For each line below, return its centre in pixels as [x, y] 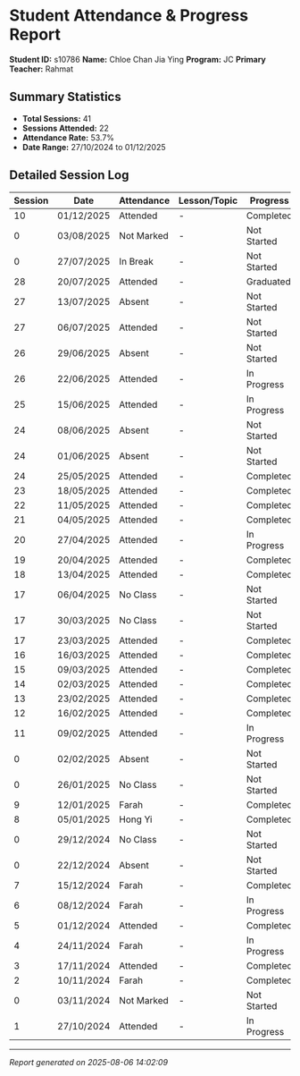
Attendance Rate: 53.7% [68, 137]
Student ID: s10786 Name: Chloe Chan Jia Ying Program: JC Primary [137, 59]
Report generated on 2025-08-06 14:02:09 [88, 1062]
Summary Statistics [66, 97]
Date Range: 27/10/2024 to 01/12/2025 [94, 147]
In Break [137, 261]
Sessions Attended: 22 [66, 128]
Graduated [269, 281]
